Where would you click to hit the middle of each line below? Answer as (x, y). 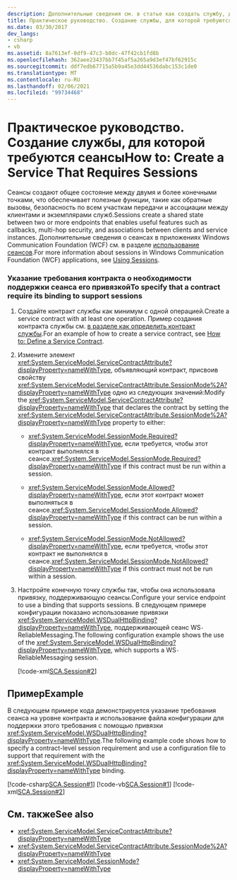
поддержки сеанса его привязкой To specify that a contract (114, 287)
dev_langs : (23, 34)
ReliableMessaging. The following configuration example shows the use (121, 635)
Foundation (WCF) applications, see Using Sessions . (84, 260)
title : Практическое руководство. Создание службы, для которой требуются (120, 20)
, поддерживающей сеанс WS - (157, 628)
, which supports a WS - (145, 650)
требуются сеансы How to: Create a (116, 158)
